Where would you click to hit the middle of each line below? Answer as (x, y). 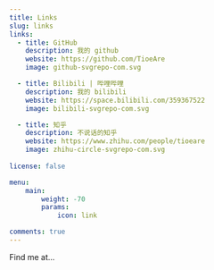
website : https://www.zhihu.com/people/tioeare (115, 141)
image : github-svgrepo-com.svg (83, 68)
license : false (37, 166)
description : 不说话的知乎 (71, 133)
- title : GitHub (47, 42)
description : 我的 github (72, 51)
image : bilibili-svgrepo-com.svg (87, 108)
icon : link (77, 215)
